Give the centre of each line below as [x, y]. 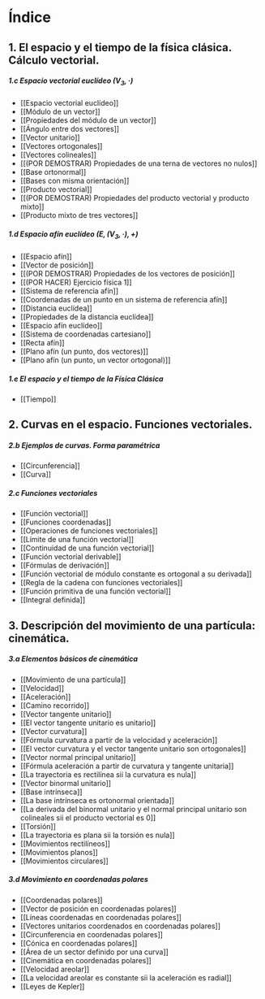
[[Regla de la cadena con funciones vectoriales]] [101, 583]
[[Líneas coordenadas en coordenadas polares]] [101, 917]
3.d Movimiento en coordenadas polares [78, 880]
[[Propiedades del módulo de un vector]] [88, 120]
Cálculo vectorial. [54, 60]
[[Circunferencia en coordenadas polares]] [92, 934]
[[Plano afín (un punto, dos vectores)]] [84, 352]
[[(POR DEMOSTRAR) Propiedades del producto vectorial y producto [135, 198]
